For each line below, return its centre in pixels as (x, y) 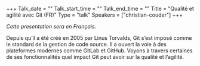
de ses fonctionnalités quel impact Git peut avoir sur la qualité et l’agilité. (95, 57)
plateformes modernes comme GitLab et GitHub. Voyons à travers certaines (99, 51)
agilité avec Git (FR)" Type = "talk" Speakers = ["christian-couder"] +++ (95, 15)
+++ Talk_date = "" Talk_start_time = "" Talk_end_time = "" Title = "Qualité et (100, 9)
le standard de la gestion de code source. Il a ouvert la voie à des (87, 44)
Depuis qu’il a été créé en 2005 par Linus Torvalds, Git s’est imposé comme (99, 38)
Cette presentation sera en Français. (51, 26)
